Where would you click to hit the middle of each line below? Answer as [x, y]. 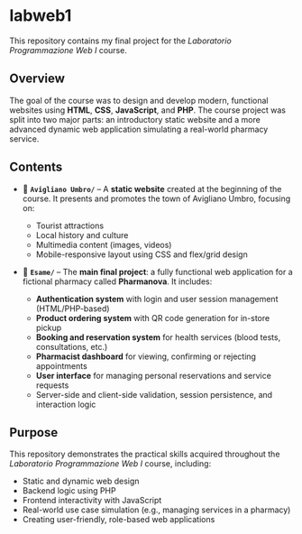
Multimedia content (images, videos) [104, 244]
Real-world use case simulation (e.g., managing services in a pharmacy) [156, 510]
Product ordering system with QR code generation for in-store [153, 318]
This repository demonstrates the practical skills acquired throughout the [145, 454]
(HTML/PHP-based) [73, 308]
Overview [37, 79]
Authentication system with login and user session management [157, 299]
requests [52, 385]
